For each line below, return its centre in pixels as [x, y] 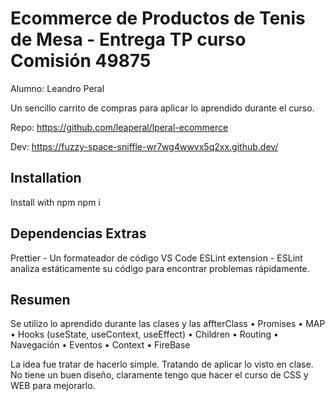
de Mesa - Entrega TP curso [128, 39]
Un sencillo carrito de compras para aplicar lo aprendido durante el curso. [162, 108]
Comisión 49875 [81, 61]
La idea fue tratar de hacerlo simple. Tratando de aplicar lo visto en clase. [162, 364]
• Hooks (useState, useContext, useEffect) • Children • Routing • [144, 334]
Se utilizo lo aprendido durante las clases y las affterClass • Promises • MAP [168, 324]
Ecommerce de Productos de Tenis [158, 18]
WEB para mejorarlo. [53, 386]
